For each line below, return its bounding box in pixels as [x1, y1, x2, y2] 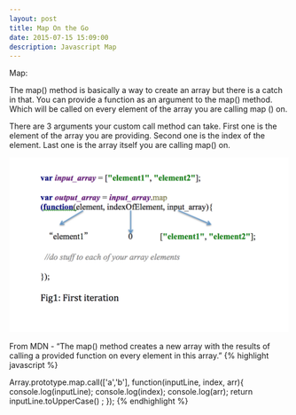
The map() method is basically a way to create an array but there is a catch [9, 85, 284, 96]
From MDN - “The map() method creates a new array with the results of [9, 341, 270, 352]
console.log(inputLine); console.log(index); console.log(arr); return [9, 387, 253, 397]
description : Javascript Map [9, 43, 117, 51]
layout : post [9, 14, 58, 23]
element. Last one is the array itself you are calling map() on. [9, 140, 230, 151]
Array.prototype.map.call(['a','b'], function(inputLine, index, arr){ [9, 377, 244, 388]
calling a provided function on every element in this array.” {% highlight [9, 350, 269, 361]
